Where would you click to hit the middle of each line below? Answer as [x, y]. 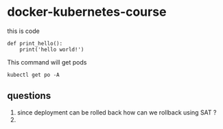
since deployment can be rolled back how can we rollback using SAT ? [117, 112]
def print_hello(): [35, 43]
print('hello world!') [52, 49]
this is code [23, 31]
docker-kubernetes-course [87, 12]
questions [29, 96]
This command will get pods [47, 62]
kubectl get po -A [33, 75]
